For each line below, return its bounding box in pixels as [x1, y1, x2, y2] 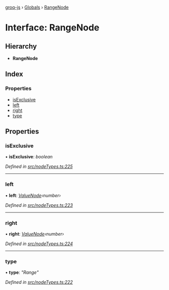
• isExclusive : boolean [5, 154, 53, 160]
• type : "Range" [5, 269, 39, 275]
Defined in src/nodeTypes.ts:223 [5, 202, 73, 208]
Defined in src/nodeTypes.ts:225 [5, 163, 73, 169]
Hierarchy [5, 42, 37, 50]
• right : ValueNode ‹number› [5, 230, 64, 237]
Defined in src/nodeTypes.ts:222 [5, 279, 73, 285]
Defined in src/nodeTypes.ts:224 [5, 241, 73, 247]
